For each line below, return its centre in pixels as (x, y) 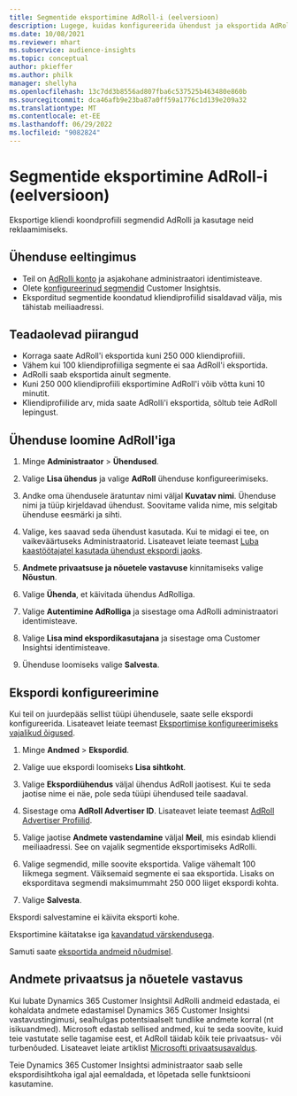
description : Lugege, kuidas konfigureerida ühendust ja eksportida (138, 26)
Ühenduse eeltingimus (73, 257)
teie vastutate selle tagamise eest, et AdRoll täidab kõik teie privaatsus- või (145, 1038)
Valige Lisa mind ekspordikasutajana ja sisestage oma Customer (141, 638)
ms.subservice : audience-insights (73, 51)
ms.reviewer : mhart (45, 42)
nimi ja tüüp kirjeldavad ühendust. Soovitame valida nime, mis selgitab (150, 505)
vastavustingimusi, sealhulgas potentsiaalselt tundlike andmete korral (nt (141, 1019)
